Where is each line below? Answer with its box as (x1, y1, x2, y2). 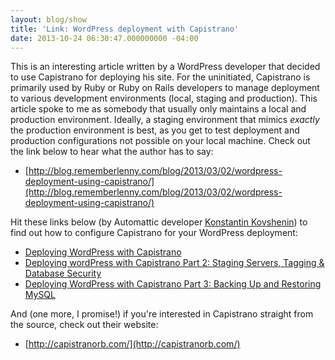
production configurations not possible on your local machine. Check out (10, 135, 311, 147)
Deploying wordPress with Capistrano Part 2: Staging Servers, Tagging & (24, 257, 325, 269)
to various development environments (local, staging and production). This (10, 92, 318, 105)
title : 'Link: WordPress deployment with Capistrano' (10, 24, 240, 34)
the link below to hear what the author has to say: (10, 146, 214, 158)
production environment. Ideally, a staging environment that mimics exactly (10, 114, 320, 126)
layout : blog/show (10, 14, 87, 25)
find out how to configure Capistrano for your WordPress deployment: (10, 227, 298, 239)
